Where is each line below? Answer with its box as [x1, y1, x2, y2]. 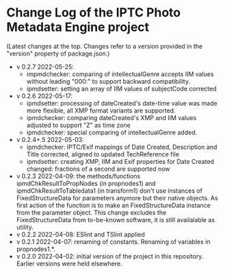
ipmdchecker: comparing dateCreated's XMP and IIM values [26, 113, 197, 121]
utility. [16, 223, 34, 231]
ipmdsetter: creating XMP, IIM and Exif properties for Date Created [26, 157, 215, 165]
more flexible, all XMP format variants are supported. [26, 106, 176, 115]
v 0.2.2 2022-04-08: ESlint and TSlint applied [16, 230, 145, 238]
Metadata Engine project [6, 19, 150, 35]
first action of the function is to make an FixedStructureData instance [16, 201, 211, 209]
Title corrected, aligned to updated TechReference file [26, 150, 179, 158]
